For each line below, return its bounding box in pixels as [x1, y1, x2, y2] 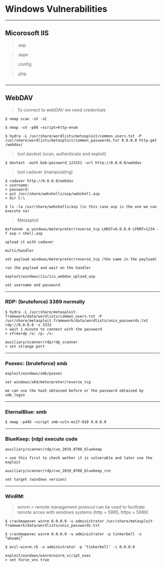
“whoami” [5, 536, 23, 541]
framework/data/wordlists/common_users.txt [5, 313, 96, 319]
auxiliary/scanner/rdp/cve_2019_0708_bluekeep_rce [5, 468, 111, 473]
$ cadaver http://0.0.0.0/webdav [5, 178, 74, 183]
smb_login [5, 393, 26, 397]
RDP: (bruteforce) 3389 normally [5, 298, 85, 305]
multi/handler [5, 248, 34, 253]
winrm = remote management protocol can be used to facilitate [17, 504, 145, 510]
